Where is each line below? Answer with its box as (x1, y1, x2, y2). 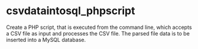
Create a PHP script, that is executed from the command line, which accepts (6, 24, 192, 31)
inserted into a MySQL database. (6, 36, 86, 43)
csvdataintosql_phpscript (6, 4, 135, 18)
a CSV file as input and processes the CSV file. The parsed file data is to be (6, 30, 190, 37)
